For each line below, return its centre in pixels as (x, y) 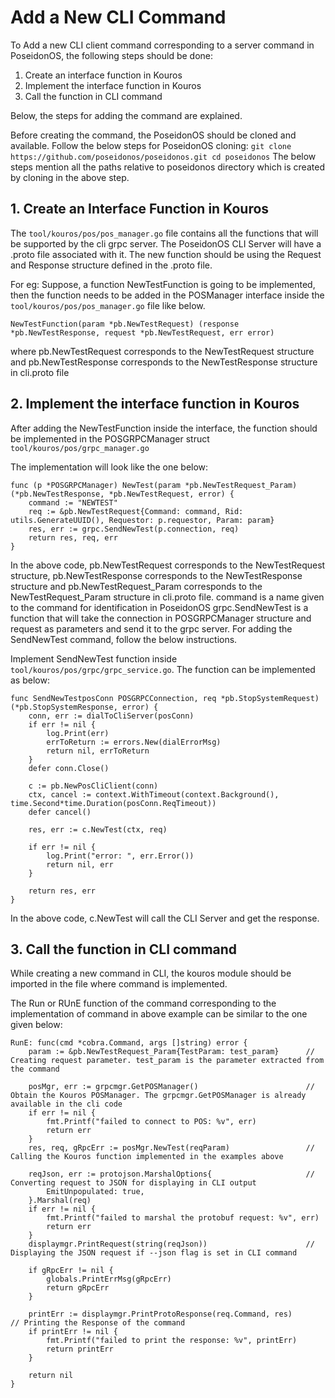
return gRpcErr (78, 1288)
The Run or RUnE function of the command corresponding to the (143, 1003)
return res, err (62, 891)
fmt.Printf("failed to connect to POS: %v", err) (151, 1122)
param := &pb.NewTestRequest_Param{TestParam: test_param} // (171, 1052)
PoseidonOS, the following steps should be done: (112, 55)
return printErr (80, 1349)
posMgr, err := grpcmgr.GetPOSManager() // (171, 1087)
